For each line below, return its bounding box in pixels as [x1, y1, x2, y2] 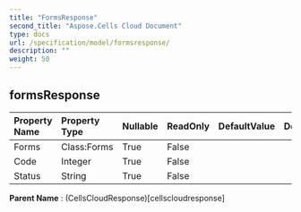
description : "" [9, 47, 70, 55]
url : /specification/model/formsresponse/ [9, 38, 170, 47]
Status [13, 169, 41, 182]
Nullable [122, 120, 159, 132]
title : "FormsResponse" [9, 13, 99, 22]
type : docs [9, 30, 50, 38]
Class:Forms [61, 140, 114, 153]
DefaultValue [218, 120, 276, 132]
